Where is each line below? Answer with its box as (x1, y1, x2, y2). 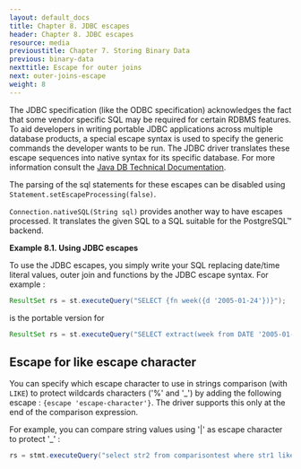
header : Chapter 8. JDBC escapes (9, 30, 134, 39)
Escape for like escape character (9, 354, 197, 369)
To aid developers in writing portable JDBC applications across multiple (9, 123, 273, 135)
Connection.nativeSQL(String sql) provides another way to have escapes (9, 205, 283, 216)
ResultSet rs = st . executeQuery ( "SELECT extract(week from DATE (9, 329, 254, 339)
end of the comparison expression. (9, 407, 139, 418)
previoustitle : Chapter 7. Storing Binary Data (9, 47, 191, 56)
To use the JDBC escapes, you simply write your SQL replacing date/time (9, 259, 280, 270)
